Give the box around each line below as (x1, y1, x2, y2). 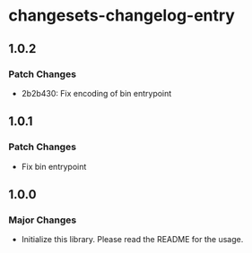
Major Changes (8, 214, 77, 226)
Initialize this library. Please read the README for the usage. (21, 234, 244, 245)
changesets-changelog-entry (8, 5, 235, 26)
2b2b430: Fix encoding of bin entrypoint (21, 88, 172, 98)
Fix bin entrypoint (21, 161, 87, 172)
